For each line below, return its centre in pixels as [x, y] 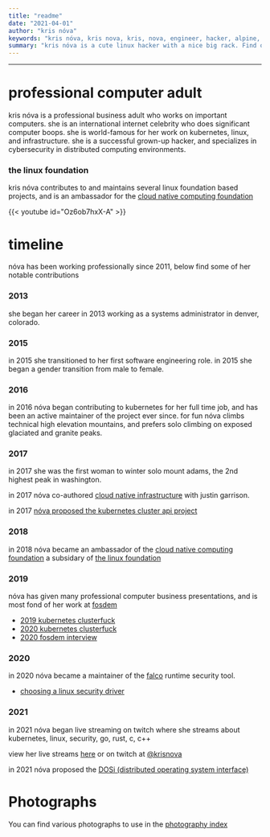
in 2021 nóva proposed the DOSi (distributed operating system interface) [129, 769]
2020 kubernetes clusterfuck [68, 629]
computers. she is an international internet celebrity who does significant [129, 124]
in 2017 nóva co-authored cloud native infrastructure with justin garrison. [129, 495]
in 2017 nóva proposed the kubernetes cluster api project [103, 511]
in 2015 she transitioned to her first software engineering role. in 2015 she [130, 360]
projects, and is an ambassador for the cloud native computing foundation [131, 196]
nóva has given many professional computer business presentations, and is [133, 597]
